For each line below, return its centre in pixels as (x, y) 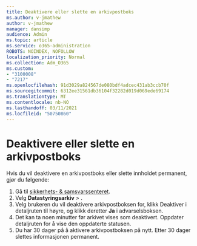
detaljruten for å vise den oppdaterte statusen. (73, 224)
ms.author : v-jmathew (34, 18)
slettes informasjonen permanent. (57, 237)
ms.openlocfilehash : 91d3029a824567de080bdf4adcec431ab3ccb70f (88, 86)
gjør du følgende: (28, 180)
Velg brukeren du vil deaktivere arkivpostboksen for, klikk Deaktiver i (101, 205)
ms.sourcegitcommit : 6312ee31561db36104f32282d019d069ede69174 (88, 91)
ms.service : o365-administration (48, 46)
